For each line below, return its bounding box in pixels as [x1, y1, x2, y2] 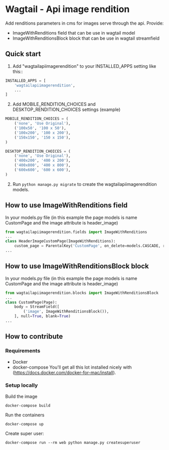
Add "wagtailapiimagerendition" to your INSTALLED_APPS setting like [12, 63, 156, 69]
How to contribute [5, 332, 63, 341]
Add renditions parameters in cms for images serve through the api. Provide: [5, 20, 164, 26]
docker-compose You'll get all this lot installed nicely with [12, 364, 132, 370]
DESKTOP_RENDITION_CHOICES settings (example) [12, 106, 121, 113]
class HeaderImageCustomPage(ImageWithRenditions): [5, 239, 116, 244]
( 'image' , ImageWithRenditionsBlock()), [23, 309, 109, 314]
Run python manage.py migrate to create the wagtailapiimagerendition [12, 181, 157, 187]
